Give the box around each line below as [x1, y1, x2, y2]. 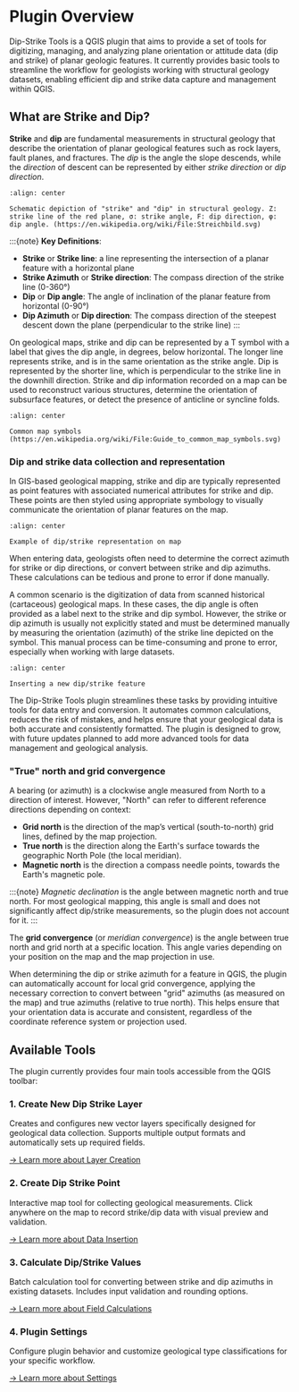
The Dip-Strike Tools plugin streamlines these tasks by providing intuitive [9, 696, 278, 706]
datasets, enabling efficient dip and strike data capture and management [9, 73, 277, 84]
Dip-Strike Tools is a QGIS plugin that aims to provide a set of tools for [9, 36, 267, 47]
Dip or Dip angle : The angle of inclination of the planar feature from [21, 291, 270, 302]
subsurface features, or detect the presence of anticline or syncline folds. [9, 394, 280, 405]
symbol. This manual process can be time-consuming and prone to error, [9, 637, 278, 648]
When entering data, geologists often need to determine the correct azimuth [9, 553, 290, 564]
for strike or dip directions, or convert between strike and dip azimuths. [9, 562, 271, 574]
